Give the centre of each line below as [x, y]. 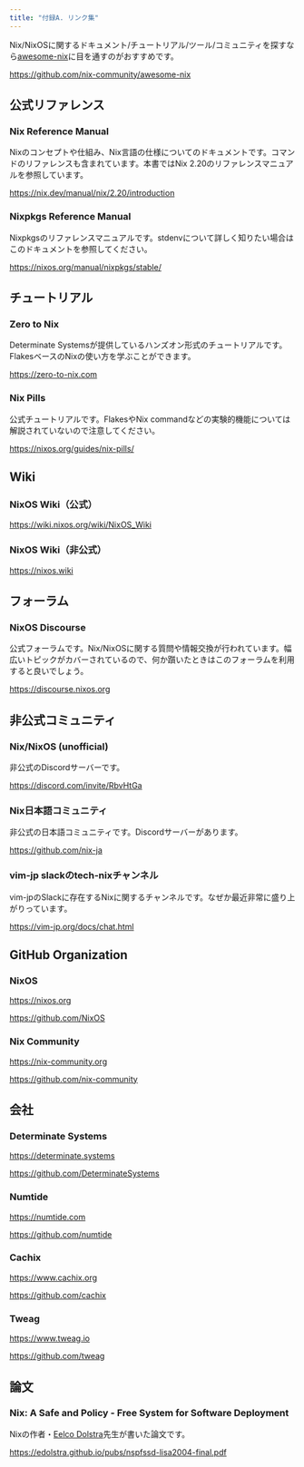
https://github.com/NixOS [58, 1018]
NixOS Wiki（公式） [54, 504]
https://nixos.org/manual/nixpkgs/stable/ [85, 267]
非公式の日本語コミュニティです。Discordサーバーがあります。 [126, 832]
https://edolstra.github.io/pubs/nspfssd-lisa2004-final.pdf [118, 1452]
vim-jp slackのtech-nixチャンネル [84, 875]
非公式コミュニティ [63, 720]
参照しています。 [57, 175]
